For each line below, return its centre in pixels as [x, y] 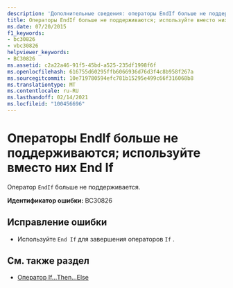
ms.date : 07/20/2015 [37, 26]
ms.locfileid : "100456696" [46, 104]
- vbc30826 [23, 46]
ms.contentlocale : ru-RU [43, 91]
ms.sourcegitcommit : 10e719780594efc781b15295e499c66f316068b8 [101, 78]
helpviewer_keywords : [38, 53]
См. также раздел [49, 261]
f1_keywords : [26, 33]
